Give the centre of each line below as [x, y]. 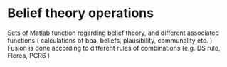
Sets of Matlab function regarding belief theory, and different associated [113, 33]
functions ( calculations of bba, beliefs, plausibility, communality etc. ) [110, 40]
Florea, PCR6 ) [29, 56]
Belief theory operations [81, 13]
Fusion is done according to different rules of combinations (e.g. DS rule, [114, 48]
